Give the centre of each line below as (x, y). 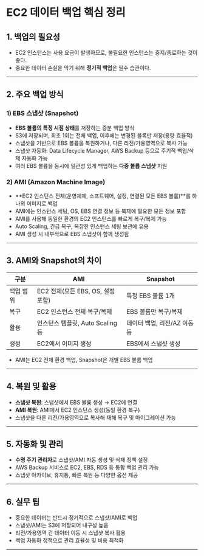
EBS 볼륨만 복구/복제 (155, 311)
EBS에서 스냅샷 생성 (154, 343)
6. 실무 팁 (23, 502)
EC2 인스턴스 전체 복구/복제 (74, 311)
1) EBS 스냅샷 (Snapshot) (42, 113)
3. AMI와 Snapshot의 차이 (54, 261)
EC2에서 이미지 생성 (64, 343)
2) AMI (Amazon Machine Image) (56, 182)
